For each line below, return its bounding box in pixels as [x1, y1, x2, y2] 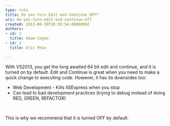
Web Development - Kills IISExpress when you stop [12, 84, 120, 90]
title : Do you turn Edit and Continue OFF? [5, 12, 99, 17]
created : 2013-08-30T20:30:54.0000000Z [5, 21, 90, 27]
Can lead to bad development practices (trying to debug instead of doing [12, 89, 165, 96]
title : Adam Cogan [10, 36, 49, 41]
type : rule [5, 7, 28, 13]
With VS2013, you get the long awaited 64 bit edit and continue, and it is [5, 64, 156, 70]
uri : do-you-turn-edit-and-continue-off [5, 17, 92, 22]
